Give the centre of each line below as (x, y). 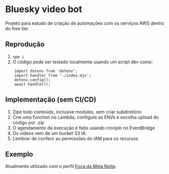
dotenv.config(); (33, 80)
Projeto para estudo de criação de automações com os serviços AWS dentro (85, 23)
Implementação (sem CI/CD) (51, 100)
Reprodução (25, 45)
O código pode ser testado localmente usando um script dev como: (82, 62)
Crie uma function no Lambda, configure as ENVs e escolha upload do (86, 117)
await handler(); (33, 84)
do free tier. (17, 28)
